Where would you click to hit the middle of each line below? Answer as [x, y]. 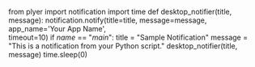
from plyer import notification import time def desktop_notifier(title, [120, 12]
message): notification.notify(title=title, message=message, [108, 20]
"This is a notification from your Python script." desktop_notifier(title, [123, 46]
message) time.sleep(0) [48, 54]
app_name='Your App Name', [57, 29]
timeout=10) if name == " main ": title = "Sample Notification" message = [128, 37]
